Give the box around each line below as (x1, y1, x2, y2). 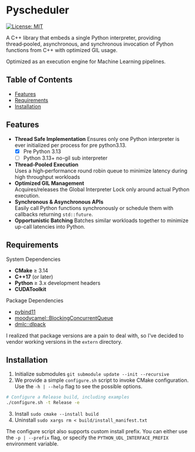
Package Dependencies (6, 296, 64, 304)
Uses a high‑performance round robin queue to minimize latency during (14, 167, 187, 174)
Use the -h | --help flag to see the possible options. (14, 383, 142, 390)
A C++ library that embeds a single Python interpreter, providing (6, 34, 161, 41)
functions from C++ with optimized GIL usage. (6, 46, 118, 53)
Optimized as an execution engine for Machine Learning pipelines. (6, 58, 166, 65)
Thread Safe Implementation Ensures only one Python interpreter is (14, 135, 180, 142)
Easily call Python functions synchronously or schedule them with (14, 204, 174, 211)
